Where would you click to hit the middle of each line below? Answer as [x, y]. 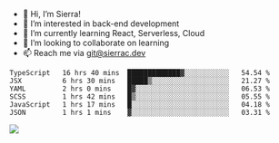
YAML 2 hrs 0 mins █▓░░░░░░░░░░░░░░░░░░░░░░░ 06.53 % [140, 89]
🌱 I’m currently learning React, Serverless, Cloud [114, 33]
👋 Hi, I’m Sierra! [52, 14]
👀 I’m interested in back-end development [101, 24]
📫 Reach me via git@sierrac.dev [84, 53]
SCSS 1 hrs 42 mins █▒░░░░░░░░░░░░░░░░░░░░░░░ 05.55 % [140, 97]
